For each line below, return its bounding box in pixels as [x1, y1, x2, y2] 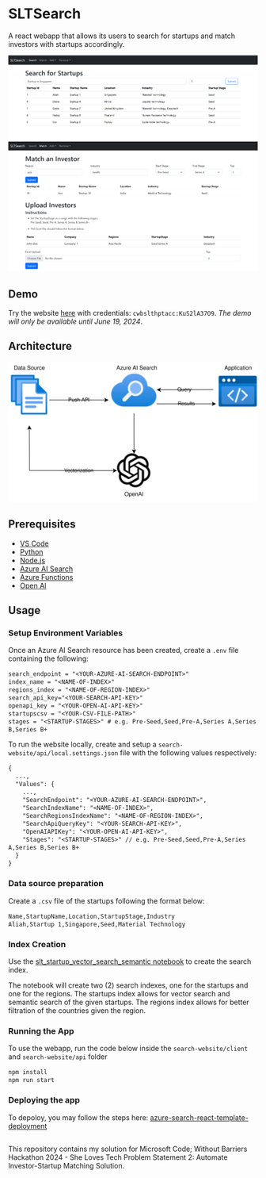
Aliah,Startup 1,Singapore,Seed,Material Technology [8, 920, 186, 928]
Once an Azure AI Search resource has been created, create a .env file [8, 646, 239, 655]
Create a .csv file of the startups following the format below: [8, 896, 205, 905]
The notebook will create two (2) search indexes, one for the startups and [8, 980, 249, 990]
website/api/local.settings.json [8, 750, 119, 758]
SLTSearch [8, 5, 82, 23]
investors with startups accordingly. [8, 39, 125, 48]
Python [19, 547, 44, 556]
